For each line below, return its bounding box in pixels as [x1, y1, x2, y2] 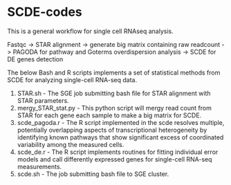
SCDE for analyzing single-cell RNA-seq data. [7, 75, 138, 84]
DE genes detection [7, 55, 64, 63]
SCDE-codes [7, 4, 83, 20]
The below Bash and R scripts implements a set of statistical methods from [7, 68, 221, 77]
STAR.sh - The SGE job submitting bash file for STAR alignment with [17, 89, 211, 97]
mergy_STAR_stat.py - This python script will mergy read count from [17, 104, 212, 112]
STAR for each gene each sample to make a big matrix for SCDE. [17, 111, 202, 119]
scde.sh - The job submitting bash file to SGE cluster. [17, 170, 169, 178]
